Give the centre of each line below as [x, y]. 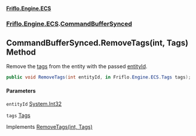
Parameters [21, 91]
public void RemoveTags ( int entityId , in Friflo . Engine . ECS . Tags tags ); [99, 77]
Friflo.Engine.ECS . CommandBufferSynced [69, 24]
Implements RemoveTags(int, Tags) [49, 127]
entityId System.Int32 [34, 104]
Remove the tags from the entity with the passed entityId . [77, 67]
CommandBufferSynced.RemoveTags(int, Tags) [97, 42]
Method [21, 52]
